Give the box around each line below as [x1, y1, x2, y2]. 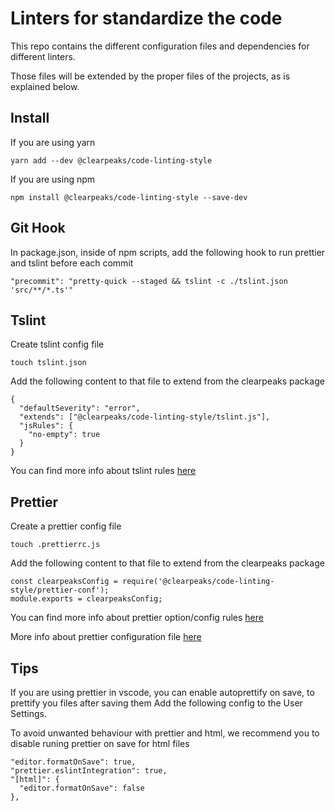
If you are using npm [10, 173, 96, 185]
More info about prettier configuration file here [10, 631, 202, 643]
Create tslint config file [10, 338, 105, 351]
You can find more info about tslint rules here [10, 465, 197, 477]
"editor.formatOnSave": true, [10, 757, 137, 767]
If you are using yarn [10, 136, 96, 148]
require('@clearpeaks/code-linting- [121, 577, 275, 587]
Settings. [10, 708, 47, 719]
